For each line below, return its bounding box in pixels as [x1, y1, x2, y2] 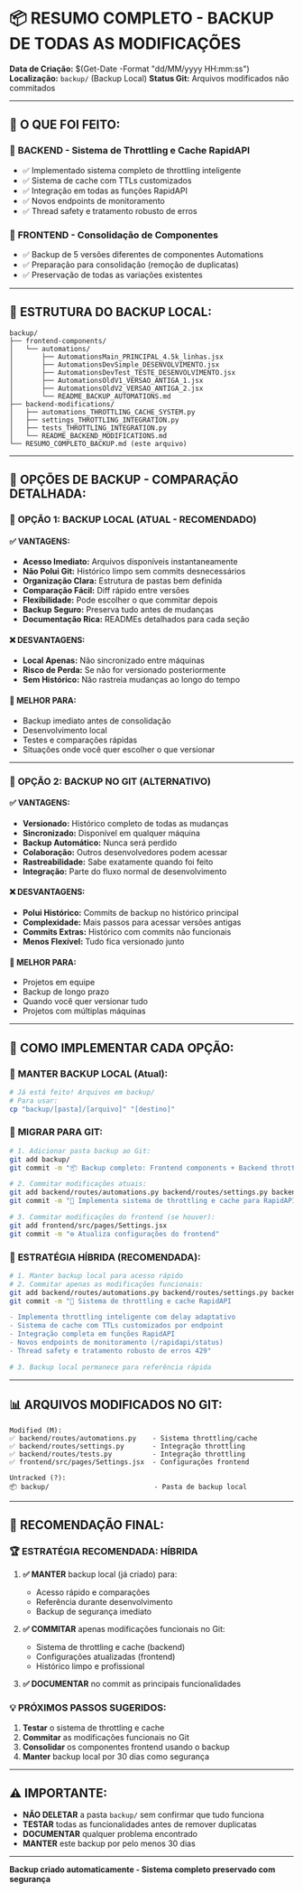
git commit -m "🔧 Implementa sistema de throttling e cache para [9, 1197, 260, 1206]
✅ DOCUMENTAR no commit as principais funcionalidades [22, 1678, 242, 1690]
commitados [9, 82, 56, 93]
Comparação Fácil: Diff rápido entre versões [22, 585, 189, 596]
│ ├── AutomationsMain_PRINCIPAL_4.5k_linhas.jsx [9, 352, 224, 361]
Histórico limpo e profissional [35, 1661, 145, 1672]
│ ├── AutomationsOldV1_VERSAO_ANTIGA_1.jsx [9, 376, 204, 385]
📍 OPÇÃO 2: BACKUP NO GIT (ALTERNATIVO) [9, 775, 212, 788]
